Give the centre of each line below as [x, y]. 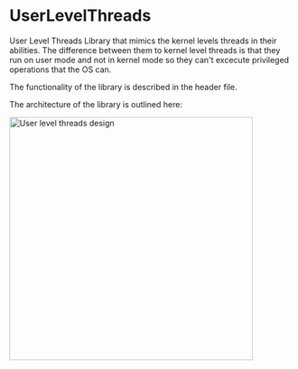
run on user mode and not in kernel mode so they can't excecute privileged [149, 60]
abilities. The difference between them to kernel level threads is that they [145, 50]
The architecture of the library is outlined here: [96, 104]
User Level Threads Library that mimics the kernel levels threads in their [143, 41]
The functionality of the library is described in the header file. [123, 87]
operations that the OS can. [61, 69]
